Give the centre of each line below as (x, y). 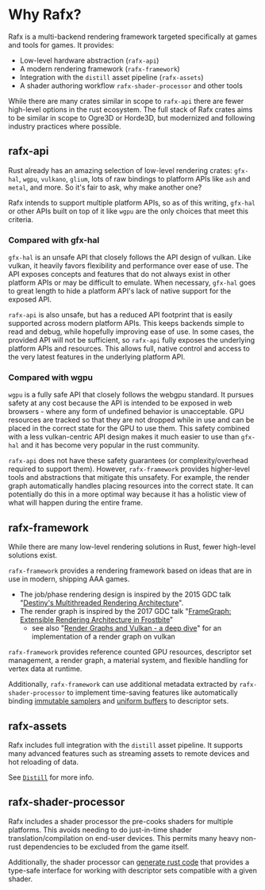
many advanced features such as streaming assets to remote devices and (129, 753)
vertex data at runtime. (45, 669)
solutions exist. (33, 555)
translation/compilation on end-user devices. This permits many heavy (124, 838)
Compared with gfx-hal (54, 240)
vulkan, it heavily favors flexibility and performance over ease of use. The (128, 266)
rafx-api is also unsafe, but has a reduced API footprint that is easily (120, 315)
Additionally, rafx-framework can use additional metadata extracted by (123, 685)
